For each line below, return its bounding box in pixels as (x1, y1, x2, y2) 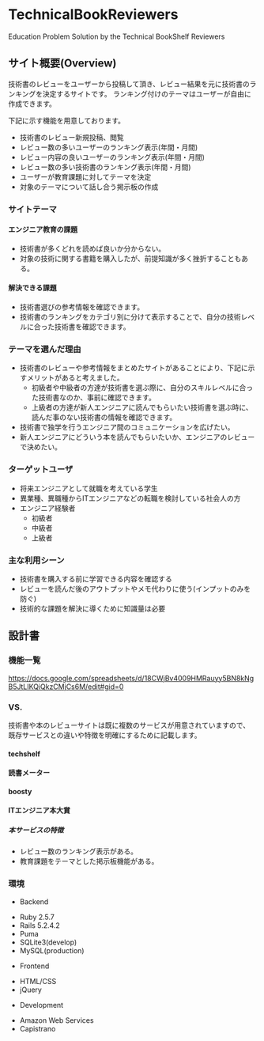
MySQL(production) (19, 945, 85, 955)
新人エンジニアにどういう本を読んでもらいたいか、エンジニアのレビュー (19, 433, 255, 442)
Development (19, 1000, 64, 1009)
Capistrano (19, 1024, 56, 1033)
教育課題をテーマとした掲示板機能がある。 (19, 857, 159, 866)
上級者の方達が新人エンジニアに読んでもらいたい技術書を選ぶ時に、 (31, 403, 253, 412)
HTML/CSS (19, 976, 57, 986)
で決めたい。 (19, 442, 62, 452)
